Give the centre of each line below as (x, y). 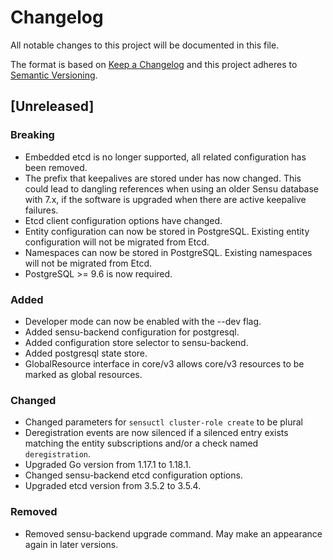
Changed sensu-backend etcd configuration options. (133, 475)
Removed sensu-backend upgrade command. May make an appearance (173, 533)
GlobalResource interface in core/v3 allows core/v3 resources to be (164, 363)
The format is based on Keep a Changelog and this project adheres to (154, 64)
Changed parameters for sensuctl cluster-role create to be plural (164, 422)
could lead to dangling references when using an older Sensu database (172, 188)
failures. (41, 210)
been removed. (56, 167)
